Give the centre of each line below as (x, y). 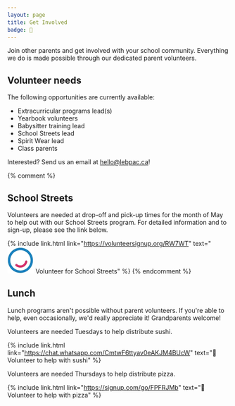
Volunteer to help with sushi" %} (54, 360)
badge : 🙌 (20, 30)
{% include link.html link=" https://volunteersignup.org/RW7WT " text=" (109, 244)
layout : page (26, 15)
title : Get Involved (38, 22)
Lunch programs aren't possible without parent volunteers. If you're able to (116, 310)
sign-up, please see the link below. (58, 230)
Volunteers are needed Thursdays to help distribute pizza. (91, 374)
